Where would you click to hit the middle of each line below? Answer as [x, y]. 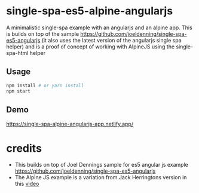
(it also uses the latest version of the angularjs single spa [112, 40]
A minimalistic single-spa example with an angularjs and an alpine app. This [99, 27]
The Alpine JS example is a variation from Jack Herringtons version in [101, 177]
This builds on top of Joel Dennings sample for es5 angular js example [101, 165]
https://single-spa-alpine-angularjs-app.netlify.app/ [70, 124]
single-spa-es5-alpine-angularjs [90, 11]
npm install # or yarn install [45, 85]
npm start [19, 91]
